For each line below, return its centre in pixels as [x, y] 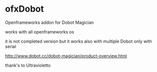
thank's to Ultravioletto [28, 65]
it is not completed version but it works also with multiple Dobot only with [78, 41]
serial [10, 46]
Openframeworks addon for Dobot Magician [49, 22]
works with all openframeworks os [40, 32]
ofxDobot [25, 9]
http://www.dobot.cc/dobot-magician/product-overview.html [66, 56]
